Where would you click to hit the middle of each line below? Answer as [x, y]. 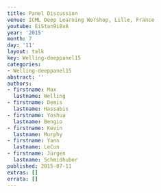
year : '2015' [26, 33]
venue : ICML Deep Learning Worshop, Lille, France [81, 20]
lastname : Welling [40, 96]
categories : [24, 64]
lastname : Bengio [38, 121]
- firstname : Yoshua [37, 115]
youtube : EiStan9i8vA [38, 26]
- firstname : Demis [35, 103]
